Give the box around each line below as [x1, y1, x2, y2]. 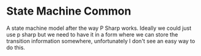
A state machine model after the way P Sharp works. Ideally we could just [6, 24, 191, 32]
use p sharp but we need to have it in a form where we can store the [6, 30, 178, 38]
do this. [6, 44, 26, 51]
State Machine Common [6, 4, 131, 18]
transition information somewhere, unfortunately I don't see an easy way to [6, 37, 196, 44]
